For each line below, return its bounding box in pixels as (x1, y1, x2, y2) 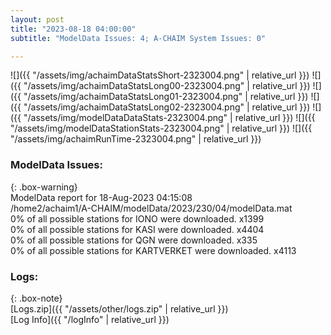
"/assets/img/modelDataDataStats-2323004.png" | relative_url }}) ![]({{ (23, 112, 316, 124)
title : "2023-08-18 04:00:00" (10, 24, 137, 34)
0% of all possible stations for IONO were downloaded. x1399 (10, 212, 265, 225)
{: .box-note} (10, 292, 63, 304)
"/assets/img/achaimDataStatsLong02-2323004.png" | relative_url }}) (23, 101, 311, 113)
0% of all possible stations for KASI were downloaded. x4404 (10, 223, 265, 235)
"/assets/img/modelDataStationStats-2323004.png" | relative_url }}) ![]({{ (10, 122, 313, 135)
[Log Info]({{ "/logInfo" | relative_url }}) (10, 313, 170, 325)
